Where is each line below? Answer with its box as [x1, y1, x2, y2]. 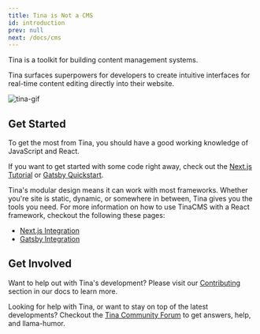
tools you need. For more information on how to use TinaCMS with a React [8, 202, 250, 212]
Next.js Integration [19, 226, 80, 235]
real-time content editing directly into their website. [8, 79, 175, 88]
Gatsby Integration [19, 235, 80, 244]
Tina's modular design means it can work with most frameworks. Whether [8, 186, 248, 195]
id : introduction [8, 19, 65, 27]
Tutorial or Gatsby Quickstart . [8, 171, 104, 180]
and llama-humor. [8, 318, 65, 328]
